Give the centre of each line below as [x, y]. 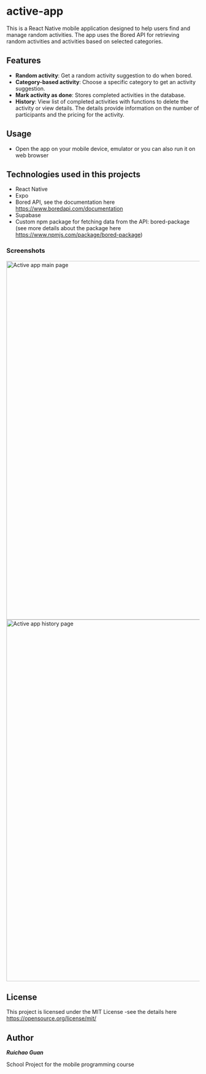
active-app [35, 11]
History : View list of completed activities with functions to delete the [102, 101]
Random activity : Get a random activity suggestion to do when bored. [104, 75]
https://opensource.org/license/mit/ [51, 1018]
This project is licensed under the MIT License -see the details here [92, 1012]
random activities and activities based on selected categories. [85, 41]
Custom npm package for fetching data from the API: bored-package [102, 222]
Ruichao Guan [25, 1053]
